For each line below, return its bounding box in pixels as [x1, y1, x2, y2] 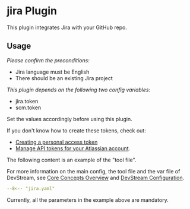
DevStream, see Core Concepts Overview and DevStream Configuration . [7, 174, 185, 181]
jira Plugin [7, 4, 57, 18]
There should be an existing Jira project [15, 74, 113, 81]
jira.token [15, 97, 39, 104]
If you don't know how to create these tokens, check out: [7, 126, 146, 134]
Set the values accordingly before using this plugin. [7, 115, 132, 122]
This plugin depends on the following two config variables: [7, 86, 151, 93]
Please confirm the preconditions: [7, 56, 90, 64]
